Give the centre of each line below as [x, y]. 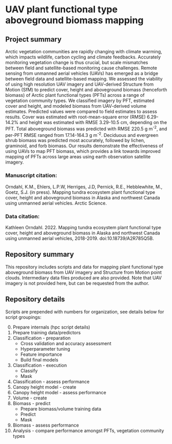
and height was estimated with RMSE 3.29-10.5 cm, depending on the [93, 122]
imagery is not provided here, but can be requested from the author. [77, 283]
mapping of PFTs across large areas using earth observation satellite [78, 157]
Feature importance [41, 354]
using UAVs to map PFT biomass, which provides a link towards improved [83, 151]
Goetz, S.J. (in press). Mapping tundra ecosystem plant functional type [80, 192]
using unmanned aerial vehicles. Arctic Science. [56, 203]
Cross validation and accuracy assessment [66, 343]
